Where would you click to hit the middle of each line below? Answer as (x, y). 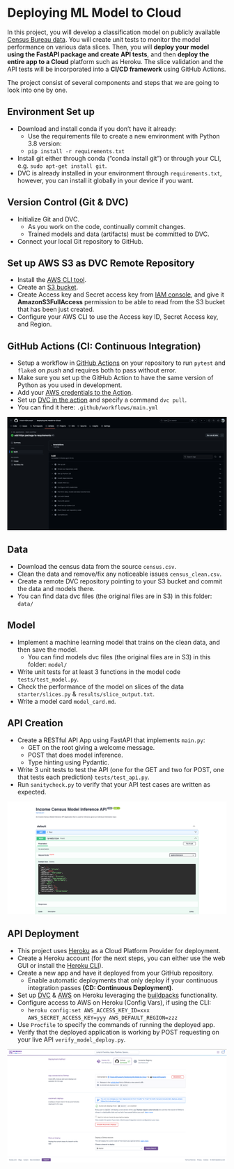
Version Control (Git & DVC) (68, 202)
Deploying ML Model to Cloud (94, 13)
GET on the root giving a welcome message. (91, 747)
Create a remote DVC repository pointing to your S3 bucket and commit (120, 581)
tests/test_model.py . (48, 679)
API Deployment (43, 934)
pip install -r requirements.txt (76, 151)
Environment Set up (51, 112)
